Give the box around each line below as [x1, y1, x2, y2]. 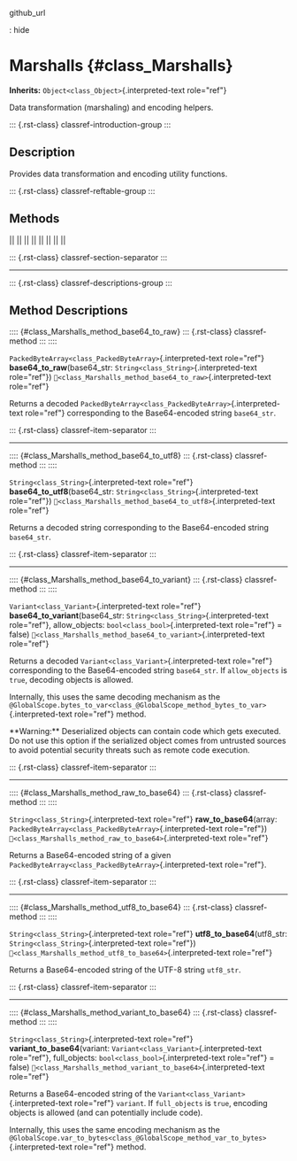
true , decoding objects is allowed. [9, 675, 134, 685]
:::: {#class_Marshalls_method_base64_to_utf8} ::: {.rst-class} [9, 451, 233, 461]
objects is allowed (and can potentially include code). [9, 1107, 203, 1118]
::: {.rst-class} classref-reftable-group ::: [9, 185, 156, 196]
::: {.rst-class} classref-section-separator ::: [9, 252, 168, 262]
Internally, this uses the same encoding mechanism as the [9, 1125, 221, 1135]
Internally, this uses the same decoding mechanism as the [9, 692, 221, 702]
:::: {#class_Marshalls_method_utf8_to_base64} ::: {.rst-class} [9, 902, 233, 913]
